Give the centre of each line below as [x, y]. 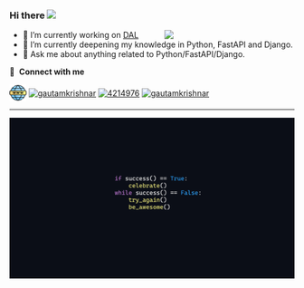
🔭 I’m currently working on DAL [81, 35]
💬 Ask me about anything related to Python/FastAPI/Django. [134, 54]
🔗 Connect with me [47, 72]
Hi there [27, 15]
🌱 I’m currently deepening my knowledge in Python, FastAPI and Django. [158, 44]
